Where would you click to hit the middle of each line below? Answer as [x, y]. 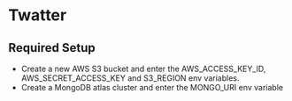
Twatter [38, 15]
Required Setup [52, 48]
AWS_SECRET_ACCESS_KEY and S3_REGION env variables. [130, 78]
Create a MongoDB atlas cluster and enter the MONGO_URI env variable [152, 87]
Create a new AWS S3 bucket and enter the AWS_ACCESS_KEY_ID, [143, 69]
